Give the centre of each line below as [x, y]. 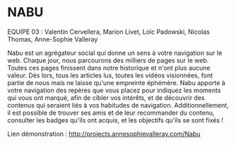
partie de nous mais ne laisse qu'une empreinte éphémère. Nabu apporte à [117, 82]
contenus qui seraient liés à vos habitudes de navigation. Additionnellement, [118, 105]
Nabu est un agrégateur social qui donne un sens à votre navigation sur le [115, 53]
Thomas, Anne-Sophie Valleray [53, 39]
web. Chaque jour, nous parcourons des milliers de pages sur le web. [108, 60]
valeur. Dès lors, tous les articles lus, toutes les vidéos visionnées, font [110, 75]
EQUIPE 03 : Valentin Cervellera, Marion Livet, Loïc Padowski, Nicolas [109, 32]
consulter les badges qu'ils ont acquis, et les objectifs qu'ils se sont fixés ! [116, 120]
